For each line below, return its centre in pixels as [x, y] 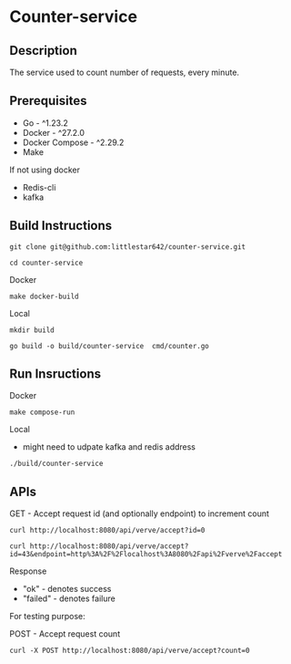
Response [28, 571]
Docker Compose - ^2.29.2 [73, 142]
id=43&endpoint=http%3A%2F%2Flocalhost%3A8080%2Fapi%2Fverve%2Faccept [146, 555]
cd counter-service [46, 263]
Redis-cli [39, 187]
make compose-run [42, 412]
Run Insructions [55, 374]
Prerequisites [48, 101]
